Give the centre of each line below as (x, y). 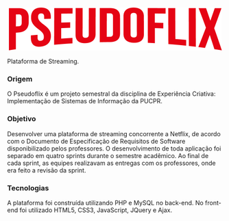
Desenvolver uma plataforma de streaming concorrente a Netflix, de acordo (114, 133)
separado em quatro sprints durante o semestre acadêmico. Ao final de (108, 155)
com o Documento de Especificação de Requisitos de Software (96, 141)
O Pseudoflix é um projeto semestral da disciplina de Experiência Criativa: (111, 94)
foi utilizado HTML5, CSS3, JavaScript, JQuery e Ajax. (96, 210)
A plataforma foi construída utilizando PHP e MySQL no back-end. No (105, 203)
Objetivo (22, 119)
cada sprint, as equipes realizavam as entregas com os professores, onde (111, 163)
